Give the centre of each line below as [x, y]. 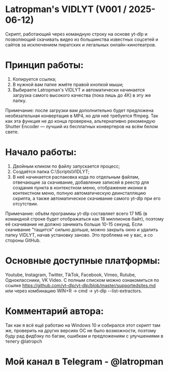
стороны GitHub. [23, 240]
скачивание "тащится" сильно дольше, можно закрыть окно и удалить [82, 229]
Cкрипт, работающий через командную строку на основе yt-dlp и [76, 34]
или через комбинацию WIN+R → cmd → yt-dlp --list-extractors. [74, 291]
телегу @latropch [24, 341]
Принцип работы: [44, 65]
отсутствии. [25, 203]
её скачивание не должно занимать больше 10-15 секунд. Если [74, 224]
